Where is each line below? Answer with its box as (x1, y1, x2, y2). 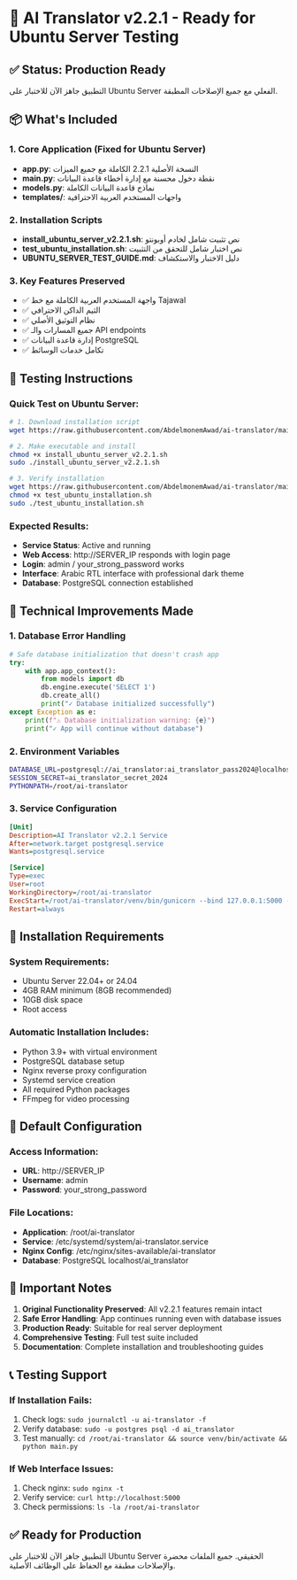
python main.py (21, 1443, 79, 1452)
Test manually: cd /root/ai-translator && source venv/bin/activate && (21, 1433, 287, 1444)
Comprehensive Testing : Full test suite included (21, 1332, 199, 1343)
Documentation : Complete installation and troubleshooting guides (21, 1342, 263, 1352)
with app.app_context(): (25, 666, 117, 676)
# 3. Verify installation (9, 474, 104, 484)
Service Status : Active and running (21, 540, 151, 551)
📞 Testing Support (9, 1367, 108, 1382)
